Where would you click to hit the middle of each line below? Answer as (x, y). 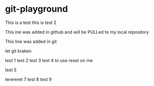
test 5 (11, 70)
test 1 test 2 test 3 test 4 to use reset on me (49, 60)
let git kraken (18, 51)
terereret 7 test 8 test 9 (28, 79)
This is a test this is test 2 (31, 22)
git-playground (36, 9)
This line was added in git (31, 41)
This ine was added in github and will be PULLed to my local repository (77, 32)
